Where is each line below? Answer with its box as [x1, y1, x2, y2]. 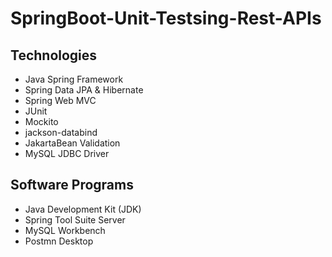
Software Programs [10, 177, 134, 194]
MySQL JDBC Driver [24, 148, 110, 159]
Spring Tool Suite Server [24, 213, 126, 226]
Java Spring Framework [24, 73, 124, 85]
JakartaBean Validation [24, 137, 121, 149]
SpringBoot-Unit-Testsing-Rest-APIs [10, 7, 322, 30]
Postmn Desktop [24, 235, 94, 247]
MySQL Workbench [24, 224, 106, 236]
